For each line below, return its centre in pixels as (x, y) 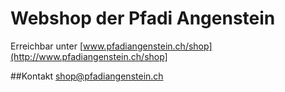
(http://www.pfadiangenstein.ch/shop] (89, 56)
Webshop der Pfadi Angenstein (143, 18)
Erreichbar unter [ (47, 46)
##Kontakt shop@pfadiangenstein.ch (87, 76)
